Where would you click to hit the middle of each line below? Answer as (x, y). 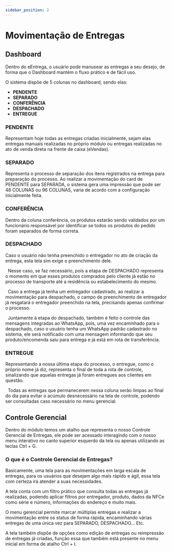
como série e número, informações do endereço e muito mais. (71, 502)
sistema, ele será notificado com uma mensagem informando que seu (79, 334)
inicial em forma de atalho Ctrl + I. (41, 544)
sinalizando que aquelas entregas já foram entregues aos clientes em (79, 375)
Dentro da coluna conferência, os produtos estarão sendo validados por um (85, 220)
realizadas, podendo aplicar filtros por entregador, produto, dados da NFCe (85, 497)
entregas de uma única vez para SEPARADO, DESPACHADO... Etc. (75, 523)
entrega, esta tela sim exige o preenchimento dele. (59, 261)
